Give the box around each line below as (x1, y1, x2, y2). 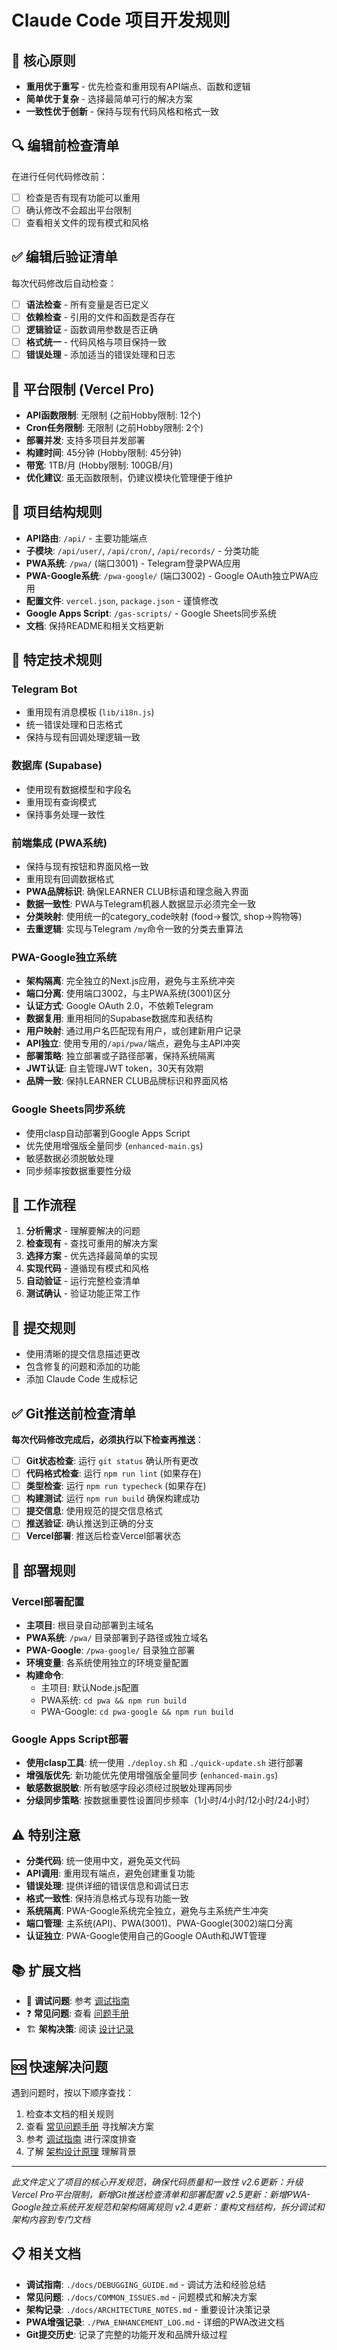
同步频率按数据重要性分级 (25, 1164, 132, 1176)
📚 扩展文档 (11, 1962, 82, 1979)
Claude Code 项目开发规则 (11, 9, 231, 32)
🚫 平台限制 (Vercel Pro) (11, 381, 155, 398)
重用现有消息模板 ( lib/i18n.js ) (25, 706, 155, 718)
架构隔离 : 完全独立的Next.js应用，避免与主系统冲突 (25, 975, 236, 987)
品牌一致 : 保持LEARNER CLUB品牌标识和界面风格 (25, 1075, 229, 1087)
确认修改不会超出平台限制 (25, 204, 132, 216)
